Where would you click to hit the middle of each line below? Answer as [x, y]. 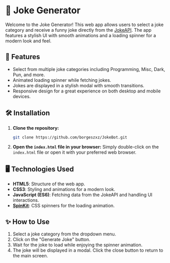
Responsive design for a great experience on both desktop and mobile [87, 91]
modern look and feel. [29, 41]
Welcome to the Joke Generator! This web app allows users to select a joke [84, 25]
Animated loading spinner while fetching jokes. [62, 80]
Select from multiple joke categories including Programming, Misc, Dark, [89, 69]
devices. [22, 96]
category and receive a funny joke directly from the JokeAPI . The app [78, 30]
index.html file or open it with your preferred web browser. [75, 152]
